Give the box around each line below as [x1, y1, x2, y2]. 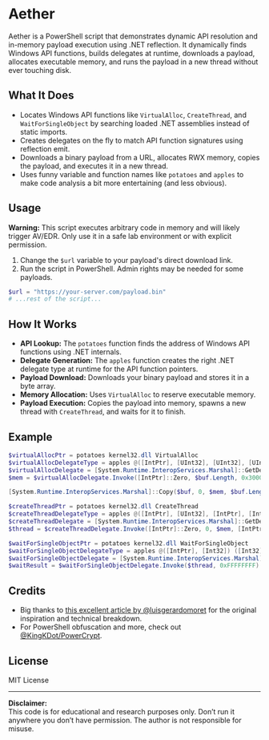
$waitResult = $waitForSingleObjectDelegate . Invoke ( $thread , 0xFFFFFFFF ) [8, 562, 260, 570]
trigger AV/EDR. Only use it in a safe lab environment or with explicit [8, 231, 232, 241]
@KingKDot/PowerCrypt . [19, 631, 102, 641]
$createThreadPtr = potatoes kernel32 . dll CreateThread [8, 503, 199, 511]
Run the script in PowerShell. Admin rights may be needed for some [19, 264, 244, 273]
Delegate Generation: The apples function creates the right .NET [19, 356, 235, 366]
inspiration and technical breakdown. [19, 614, 143, 624]
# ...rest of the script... [8, 295, 102, 303]
